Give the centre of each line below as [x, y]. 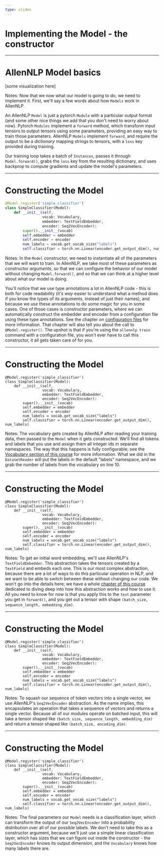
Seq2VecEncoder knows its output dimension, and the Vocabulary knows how [81, 843]
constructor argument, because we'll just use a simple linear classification [80, 833]
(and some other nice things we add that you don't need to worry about [77, 121]
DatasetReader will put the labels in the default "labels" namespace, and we [81, 459]
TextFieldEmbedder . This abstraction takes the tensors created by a [72, 563]
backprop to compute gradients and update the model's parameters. [74, 166]
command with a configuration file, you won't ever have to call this [72, 335]
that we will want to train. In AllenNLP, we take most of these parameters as [81, 264]
